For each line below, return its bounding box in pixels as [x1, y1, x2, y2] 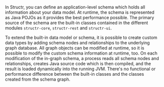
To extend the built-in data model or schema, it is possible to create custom [5, 34, 158, 40]
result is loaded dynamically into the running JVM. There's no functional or [5, 66, 156, 72]
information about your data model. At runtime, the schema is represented [5, 9, 155, 15]
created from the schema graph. [5, 76, 70, 82]
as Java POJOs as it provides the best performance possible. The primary [5, 15, 154, 20]
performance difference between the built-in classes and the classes [5, 71, 144, 77]
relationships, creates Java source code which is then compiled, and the [5, 61, 151, 66]
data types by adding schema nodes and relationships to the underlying [5, 40, 150, 46]
